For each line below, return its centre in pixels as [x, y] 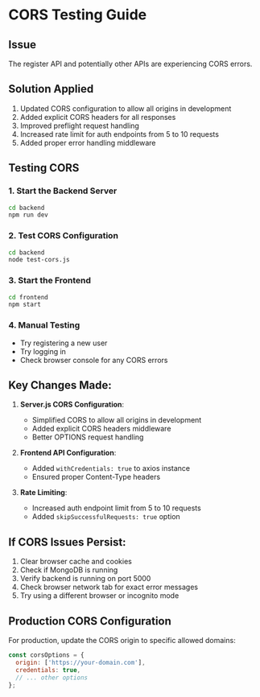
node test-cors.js [39, 260]
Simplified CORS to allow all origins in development [117, 420]
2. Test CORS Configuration [64, 236]
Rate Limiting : [43, 493]
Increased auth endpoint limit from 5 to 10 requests [116, 508]
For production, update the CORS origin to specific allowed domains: [122, 641]
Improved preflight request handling [79, 126]
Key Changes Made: [60, 385]
